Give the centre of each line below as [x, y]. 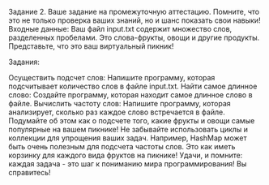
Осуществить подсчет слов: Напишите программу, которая [112, 77]
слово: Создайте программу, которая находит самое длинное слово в [130, 95]
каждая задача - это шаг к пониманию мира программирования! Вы [128, 164]
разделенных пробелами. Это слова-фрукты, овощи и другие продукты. [134, 37]
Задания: [24, 62]
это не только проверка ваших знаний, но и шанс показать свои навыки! [134, 20]
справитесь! [30, 172]
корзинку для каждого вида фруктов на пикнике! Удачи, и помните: [126, 155]
